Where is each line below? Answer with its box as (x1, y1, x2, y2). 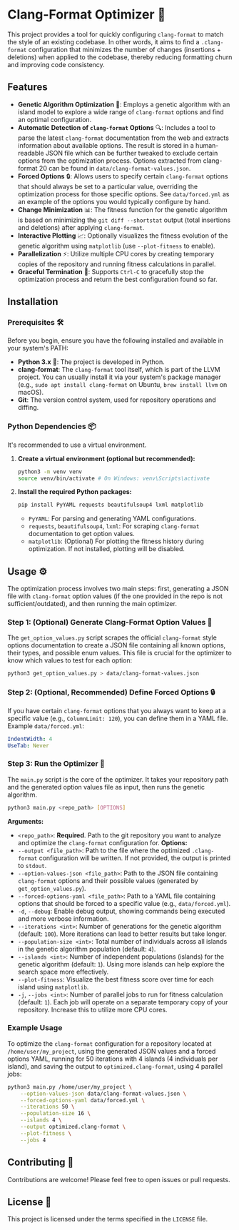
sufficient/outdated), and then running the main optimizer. (7, 600, 177, 608)
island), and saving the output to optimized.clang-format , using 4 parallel (7, 1062, 223, 1070)
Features (7, 81, 48, 94)
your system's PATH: (7, 344, 69, 353)
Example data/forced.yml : (7, 721, 84, 730)
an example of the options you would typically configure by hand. (17, 197, 210, 206)
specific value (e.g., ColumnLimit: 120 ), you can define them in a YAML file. (7, 714, 228, 722)
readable (17, 148, 44, 157)
